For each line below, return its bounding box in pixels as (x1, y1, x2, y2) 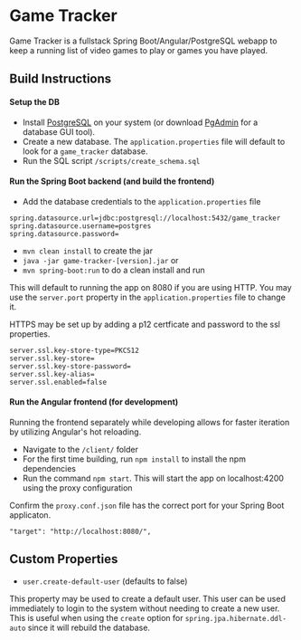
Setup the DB (9, 96, 61, 107)
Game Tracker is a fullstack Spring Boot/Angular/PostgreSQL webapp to (9, 35, 277, 46)
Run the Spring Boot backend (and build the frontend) (9, 176, 215, 186)
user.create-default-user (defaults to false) (22, 576, 188, 587)
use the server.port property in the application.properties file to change (9, 291, 287, 302)
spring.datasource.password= (9, 229, 119, 238)
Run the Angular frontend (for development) (9, 396, 179, 407)
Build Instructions (9, 72, 112, 87)
